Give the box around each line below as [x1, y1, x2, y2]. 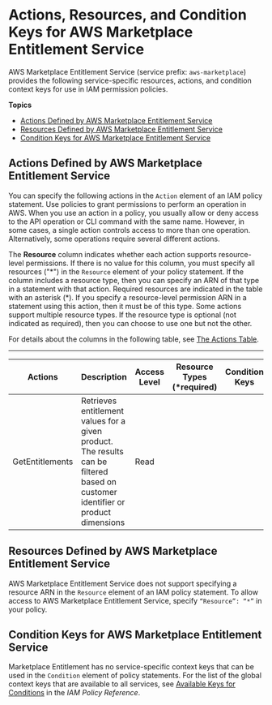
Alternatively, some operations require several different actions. [8, 234, 220, 243]
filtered [80, 466, 108, 477]
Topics [8, 100, 32, 110]
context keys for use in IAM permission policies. [8, 84, 168, 94]
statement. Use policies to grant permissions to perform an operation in [8, 199, 247, 208]
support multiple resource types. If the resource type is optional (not [8, 310, 237, 320]
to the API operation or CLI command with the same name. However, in [8, 217, 245, 226]
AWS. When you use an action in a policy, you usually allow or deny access [8, 208, 259, 217]
